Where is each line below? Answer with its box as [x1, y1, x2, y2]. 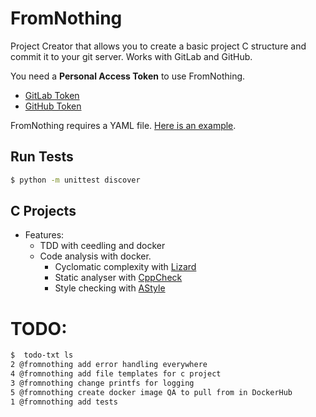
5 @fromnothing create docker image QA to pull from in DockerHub [10, 387, 293, 397]
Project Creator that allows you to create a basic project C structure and [10, 40, 307, 52]
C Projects [10, 203, 77, 220]
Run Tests [10, 148, 74, 166]
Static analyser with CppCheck [54, 272, 183, 284]
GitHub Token [24, 100, 82, 112]
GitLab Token [24, 89, 80, 101]
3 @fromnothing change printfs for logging [10, 378, 195, 388]
